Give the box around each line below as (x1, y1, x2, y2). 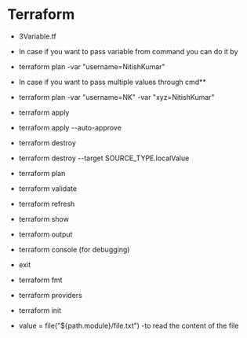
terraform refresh (18, 199, 75, 208)
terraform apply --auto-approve (18, 123, 122, 132)
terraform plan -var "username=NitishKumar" (18, 61, 165, 72)
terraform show (18, 214, 70, 223)
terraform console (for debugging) (18, 244, 130, 254)
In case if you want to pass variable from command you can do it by (18, 46, 238, 56)
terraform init (18, 305, 62, 315)
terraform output (18, 230, 73, 239)
